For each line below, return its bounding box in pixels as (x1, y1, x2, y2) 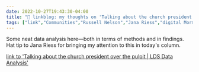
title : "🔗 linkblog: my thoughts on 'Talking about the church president (6, 14, 192, 20)
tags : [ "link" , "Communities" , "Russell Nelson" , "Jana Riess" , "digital (6, 19, 182, 25)
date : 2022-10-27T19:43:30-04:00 (6, 8, 89, 15)
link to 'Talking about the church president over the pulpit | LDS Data (6, 53, 174, 60)
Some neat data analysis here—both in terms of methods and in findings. (6, 36, 185, 43)
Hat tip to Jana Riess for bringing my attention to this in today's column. (6, 42, 181, 49)
